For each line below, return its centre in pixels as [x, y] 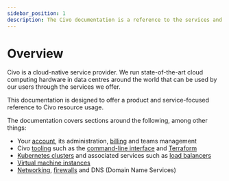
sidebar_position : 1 [37, 13]
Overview [35, 54]
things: [17, 128]
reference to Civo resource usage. [56, 107]
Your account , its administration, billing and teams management [107, 141]
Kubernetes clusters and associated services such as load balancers [114, 156]
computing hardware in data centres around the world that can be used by [112, 80]
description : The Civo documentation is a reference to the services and [115, 20]
